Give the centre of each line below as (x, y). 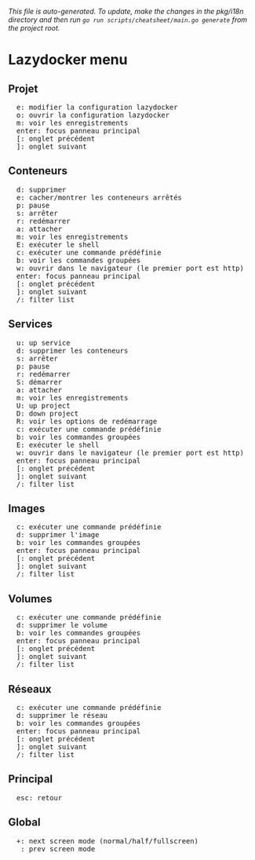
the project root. (34, 28)
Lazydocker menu (68, 60)
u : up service (43, 342)
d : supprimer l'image (58, 535)
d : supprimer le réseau (62, 715)
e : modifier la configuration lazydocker (97, 107)
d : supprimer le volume (62, 625)
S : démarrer (39, 382)
